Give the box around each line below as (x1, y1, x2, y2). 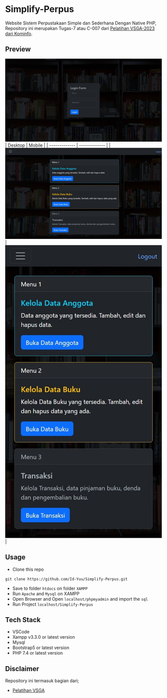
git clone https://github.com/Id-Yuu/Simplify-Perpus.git (5, 576, 128, 582)
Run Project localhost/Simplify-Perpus (12, 601, 93, 607)
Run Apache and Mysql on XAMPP (12, 590, 80, 597)
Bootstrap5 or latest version (12, 645, 70, 651)
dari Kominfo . (5, 30, 33, 36)
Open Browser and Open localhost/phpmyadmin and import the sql (12, 596, 148, 602)
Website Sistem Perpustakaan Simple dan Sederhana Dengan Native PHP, (5, 20, 157, 26)
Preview (5, 45, 31, 53)
